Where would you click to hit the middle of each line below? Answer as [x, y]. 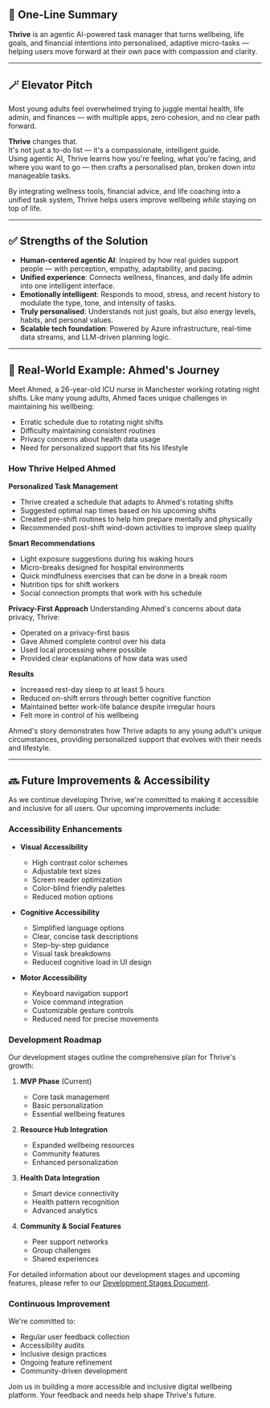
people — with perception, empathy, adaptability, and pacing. [122, 269]
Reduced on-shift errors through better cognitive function [115, 698]
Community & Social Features [71, 1226]
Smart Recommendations [52, 543]
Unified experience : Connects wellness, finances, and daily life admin [136, 278]
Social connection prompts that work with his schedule [111, 593]
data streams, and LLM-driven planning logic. [95, 337]
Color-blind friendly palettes [79, 888]
